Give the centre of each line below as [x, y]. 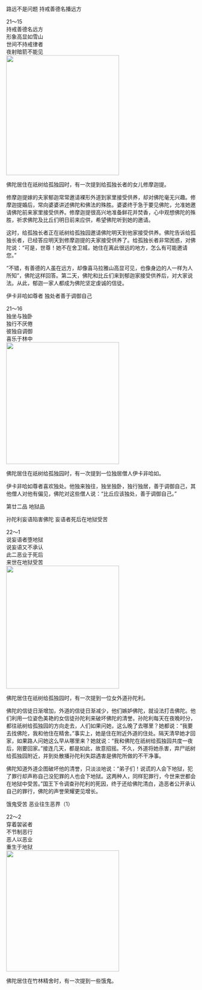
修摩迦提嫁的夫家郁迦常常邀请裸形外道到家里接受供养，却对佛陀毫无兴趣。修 [101, 197]
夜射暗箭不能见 [25, 52]
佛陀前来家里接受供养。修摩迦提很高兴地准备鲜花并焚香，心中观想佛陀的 [101, 212]
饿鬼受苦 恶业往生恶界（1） [40, 804]
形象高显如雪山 [25, 37]
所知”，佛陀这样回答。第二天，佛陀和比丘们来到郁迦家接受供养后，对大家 [97, 275]
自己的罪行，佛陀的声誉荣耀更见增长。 [54, 791]
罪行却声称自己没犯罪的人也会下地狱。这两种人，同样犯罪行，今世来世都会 [103, 776]
